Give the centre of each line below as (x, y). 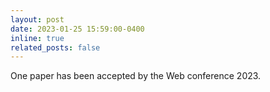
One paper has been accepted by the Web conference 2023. (136, 76)
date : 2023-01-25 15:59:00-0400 (77, 29)
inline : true (37, 38)
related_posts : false (55, 47)
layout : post (37, 19)
